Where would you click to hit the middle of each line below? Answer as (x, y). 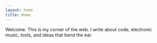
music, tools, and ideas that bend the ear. (49, 35)
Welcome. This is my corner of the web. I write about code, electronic (79, 29)
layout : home (19, 10)
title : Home (18, 15)
